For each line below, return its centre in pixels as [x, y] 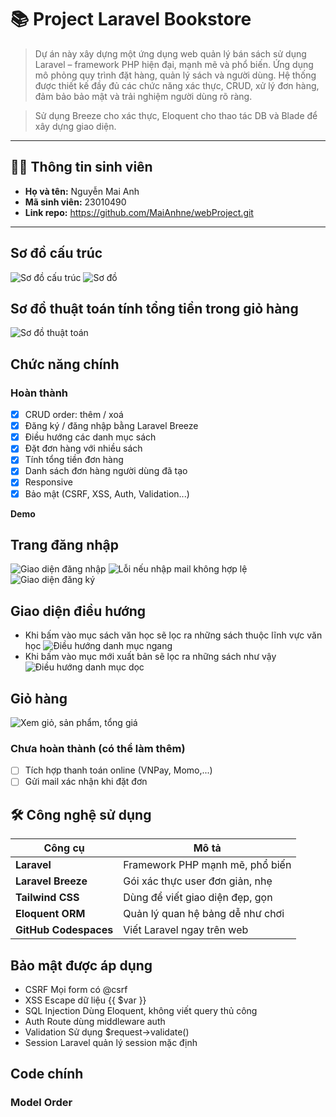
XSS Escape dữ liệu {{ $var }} [85, 1000]
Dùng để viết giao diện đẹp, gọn [198, 898]
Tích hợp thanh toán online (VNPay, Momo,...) [118, 770]
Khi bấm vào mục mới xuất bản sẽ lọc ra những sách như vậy [150, 657]
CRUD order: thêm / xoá [74, 415]
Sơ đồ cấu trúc [56, 253]
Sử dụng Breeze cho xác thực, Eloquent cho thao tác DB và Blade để [176, 115]
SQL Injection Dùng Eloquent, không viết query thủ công [141, 1011]
